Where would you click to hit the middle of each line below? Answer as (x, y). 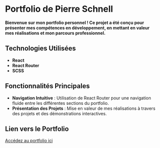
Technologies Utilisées (40, 48)
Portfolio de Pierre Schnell (59, 9)
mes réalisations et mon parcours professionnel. (55, 33)
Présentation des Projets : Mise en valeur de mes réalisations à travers (84, 108)
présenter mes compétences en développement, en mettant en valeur (77, 27)
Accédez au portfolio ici (29, 141)
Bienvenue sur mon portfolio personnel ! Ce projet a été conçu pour (75, 23)
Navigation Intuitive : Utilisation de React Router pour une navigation (81, 98)
